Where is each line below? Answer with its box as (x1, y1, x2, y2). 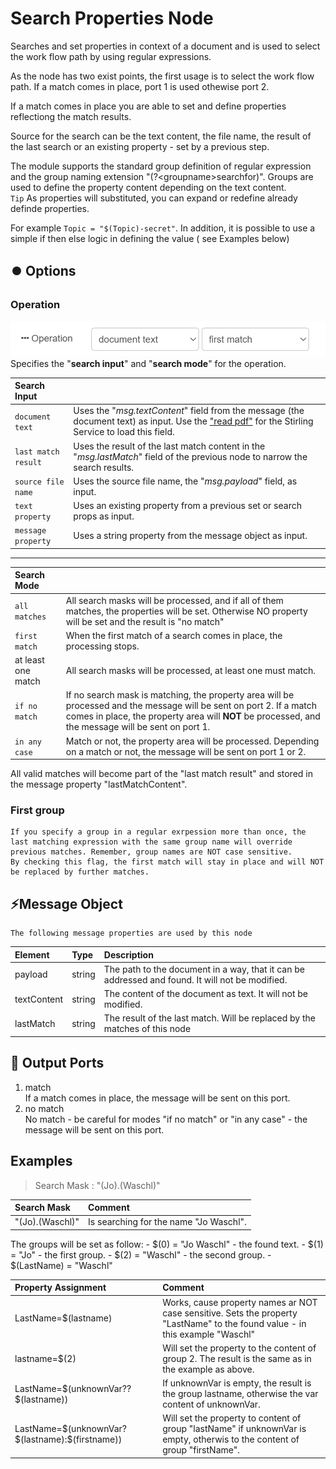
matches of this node (103, 1023, 192, 1035)
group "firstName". (162, 1444, 240, 1456)
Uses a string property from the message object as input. (73, 529, 308, 541)
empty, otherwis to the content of (162, 1433, 300, 1446)
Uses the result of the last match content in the (73, 440, 266, 452)
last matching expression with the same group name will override (10, 837, 293, 847)
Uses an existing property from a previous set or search (73, 500, 302, 512)
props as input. (73, 510, 135, 522)
